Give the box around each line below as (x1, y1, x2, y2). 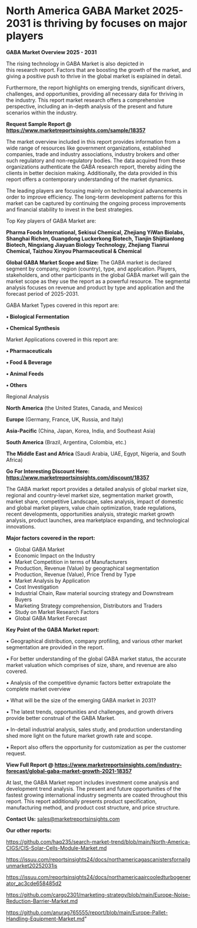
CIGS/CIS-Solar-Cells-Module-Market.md (6, 844, 107, 851)
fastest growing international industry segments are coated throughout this (6, 791, 188, 798)
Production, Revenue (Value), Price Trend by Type (14, 570, 136, 578)
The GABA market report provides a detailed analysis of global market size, (6, 485, 188, 493)
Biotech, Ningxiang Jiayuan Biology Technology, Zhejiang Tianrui (6, 241, 169, 248)
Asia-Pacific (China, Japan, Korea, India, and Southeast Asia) (6, 427, 156, 434)
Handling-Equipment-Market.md (6, 915, 85, 922)
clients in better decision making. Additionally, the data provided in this (6, 169, 178, 176)
